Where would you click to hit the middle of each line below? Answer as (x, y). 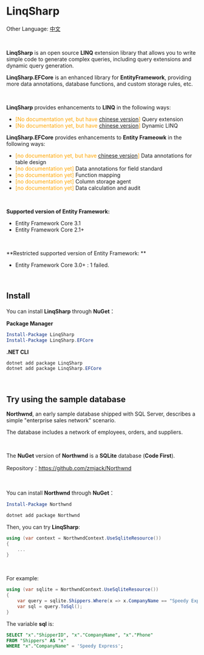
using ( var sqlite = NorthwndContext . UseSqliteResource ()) (83, 590)
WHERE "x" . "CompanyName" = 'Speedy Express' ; (65, 646)
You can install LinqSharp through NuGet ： (61, 311)
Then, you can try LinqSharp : (43, 527)
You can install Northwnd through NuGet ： (60, 493)
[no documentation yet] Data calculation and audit (78, 188)
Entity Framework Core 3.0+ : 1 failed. (62, 265)
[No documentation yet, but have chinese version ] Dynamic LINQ (96, 125)
